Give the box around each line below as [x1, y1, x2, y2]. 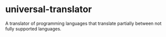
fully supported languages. [5, 25, 62, 31]
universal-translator [5, 4, 92, 15]
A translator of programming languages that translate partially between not [5, 20, 161, 26]
